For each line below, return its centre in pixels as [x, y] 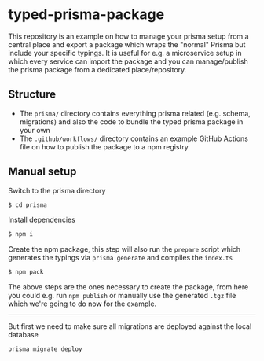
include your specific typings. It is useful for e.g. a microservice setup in [125, 53]
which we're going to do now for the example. [82, 304]
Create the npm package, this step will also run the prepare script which [125, 249]
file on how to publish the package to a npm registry [104, 146]
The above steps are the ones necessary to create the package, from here [128, 287]
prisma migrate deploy [45, 349]
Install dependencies [42, 220]
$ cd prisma [27, 205]
